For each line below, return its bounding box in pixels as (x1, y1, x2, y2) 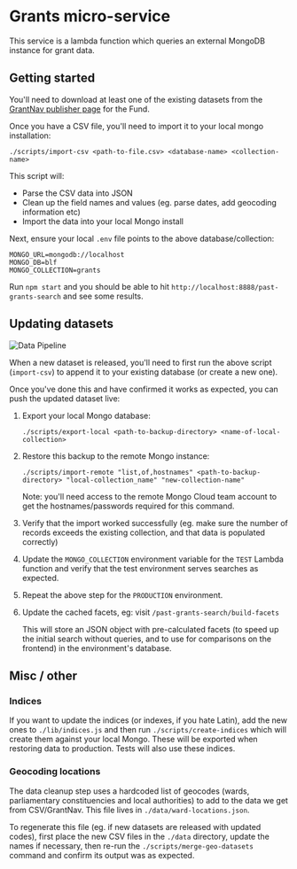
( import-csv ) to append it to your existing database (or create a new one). (9, 366, 278, 377)
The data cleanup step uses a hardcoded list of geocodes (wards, (9, 786, 250, 796)
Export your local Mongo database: (21, 410, 151, 421)
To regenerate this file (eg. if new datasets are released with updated (9, 821, 262, 832)
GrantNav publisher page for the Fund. (9, 104, 151, 114)
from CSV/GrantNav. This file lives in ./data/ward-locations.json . (9, 804, 250, 815)
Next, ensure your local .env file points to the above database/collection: (9, 233, 275, 244)
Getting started (9, 71, 96, 86)
